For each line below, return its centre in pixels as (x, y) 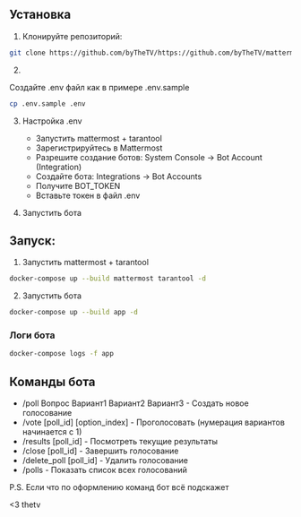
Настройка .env (52, 121)
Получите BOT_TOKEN (78, 185)
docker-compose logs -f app (62, 354)
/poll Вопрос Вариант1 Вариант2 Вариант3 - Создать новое (135, 403)
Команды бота (52, 381)
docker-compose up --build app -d (74, 313)
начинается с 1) (52, 432)
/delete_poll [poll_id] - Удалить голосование (105, 461)
